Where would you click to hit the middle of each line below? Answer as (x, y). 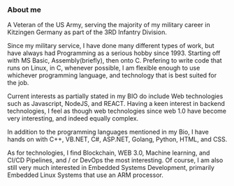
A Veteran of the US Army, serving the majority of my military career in (109, 25)
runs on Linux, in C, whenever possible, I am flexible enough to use (104, 68)
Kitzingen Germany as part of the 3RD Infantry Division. (87, 32)
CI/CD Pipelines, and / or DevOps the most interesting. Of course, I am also (115, 160)
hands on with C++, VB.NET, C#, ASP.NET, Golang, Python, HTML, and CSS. (117, 139)
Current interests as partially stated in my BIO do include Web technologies (115, 96)
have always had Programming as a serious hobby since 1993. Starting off (114, 53)
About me (24, 10)
